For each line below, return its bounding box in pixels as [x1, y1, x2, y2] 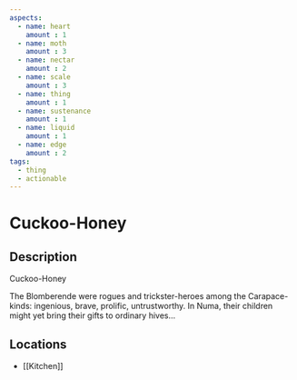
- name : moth [17, 38, 67, 48]
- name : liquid [17, 124, 75, 133]
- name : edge [17, 140, 67, 149]
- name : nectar [17, 55, 75, 65]
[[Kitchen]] [22, 361, 64, 372]
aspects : [9, 13, 43, 23]
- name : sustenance [17, 106, 92, 115]
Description [9, 249, 77, 265]
